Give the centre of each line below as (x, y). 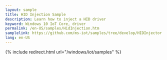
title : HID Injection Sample (35, 14)
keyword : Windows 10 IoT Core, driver (45, 24)
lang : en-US (17, 38)
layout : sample (21, 10)
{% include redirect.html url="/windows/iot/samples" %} (63, 52)
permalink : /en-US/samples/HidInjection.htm (52, 28)
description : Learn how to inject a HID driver (56, 19)
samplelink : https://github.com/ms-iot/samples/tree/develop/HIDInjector (84, 33)
